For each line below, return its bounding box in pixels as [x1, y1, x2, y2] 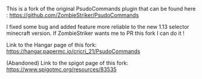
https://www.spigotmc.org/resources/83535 [6, 66, 117, 73]
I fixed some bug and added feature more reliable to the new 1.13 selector [6, 24, 190, 30]
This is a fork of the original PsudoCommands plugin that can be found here [6, 5, 196, 12]
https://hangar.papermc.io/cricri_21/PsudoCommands [6, 48, 141, 55]
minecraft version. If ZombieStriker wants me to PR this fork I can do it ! [6, 30, 185, 37]
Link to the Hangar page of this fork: [6, 42, 97, 48]
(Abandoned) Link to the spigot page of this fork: [6, 60, 129, 66]
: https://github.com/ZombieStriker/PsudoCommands [6, 11, 140, 19]
